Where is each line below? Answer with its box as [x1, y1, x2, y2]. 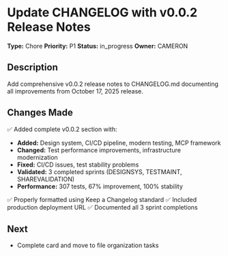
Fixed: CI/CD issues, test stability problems [16, 160, 139, 169]
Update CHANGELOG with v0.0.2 [7, 5, 198, 20]
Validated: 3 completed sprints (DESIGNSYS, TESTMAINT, [16, 167, 182, 175]
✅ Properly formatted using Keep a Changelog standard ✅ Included [7, 195, 197, 203]
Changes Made [7, 107, 73, 119]
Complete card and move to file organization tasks [16, 241, 159, 250]
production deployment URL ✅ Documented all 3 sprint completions [7, 203, 198, 211]
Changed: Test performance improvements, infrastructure [16, 145, 181, 154]
